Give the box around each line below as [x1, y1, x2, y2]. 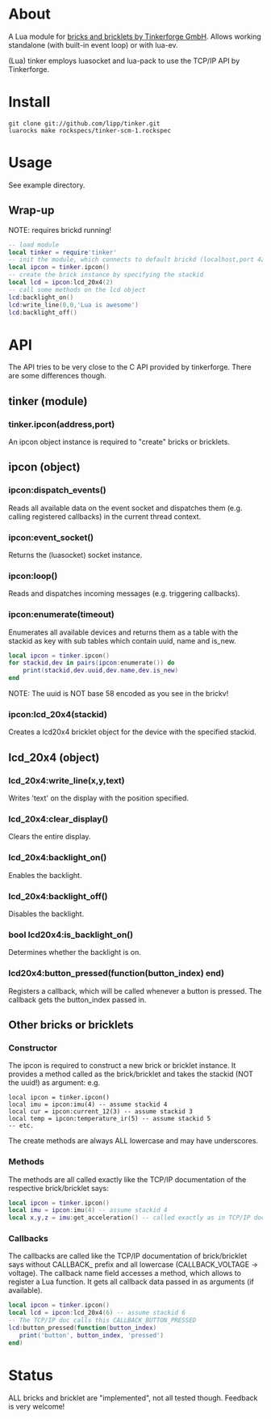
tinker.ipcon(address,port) [8, 418, 115, 429]
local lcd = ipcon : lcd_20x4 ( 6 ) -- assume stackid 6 [8, 1309, 186, 1317]
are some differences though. [8, 371, 107, 381]
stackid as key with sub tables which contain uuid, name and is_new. [8, 636, 236, 645]
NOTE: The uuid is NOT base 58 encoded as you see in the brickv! [8, 689, 229, 699]
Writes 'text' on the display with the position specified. [8, 793, 190, 803]
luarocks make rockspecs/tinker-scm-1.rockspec [8, 126, 172, 134]
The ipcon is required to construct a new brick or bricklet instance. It [8, 1061, 236, 1071]
